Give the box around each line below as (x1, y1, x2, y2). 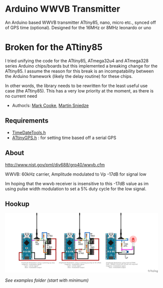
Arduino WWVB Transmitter (5, 3, 120, 15)
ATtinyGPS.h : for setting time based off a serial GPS (12, 135, 116, 141)
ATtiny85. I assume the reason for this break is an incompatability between (5, 68, 154, 74)
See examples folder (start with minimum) (5, 277, 89, 283)
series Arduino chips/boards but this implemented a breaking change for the (5, 63, 158, 69)
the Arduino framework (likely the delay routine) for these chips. (5, 73, 133, 79)
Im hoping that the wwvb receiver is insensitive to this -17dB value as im (5, 180, 149, 186)
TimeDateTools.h (12, 129, 46, 135)
